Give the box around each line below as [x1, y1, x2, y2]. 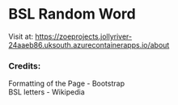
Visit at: [8, 31, 34, 41]
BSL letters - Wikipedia [8, 87, 85, 97]
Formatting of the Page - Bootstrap [8, 78, 125, 89]
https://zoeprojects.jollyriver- [35, 31, 133, 41]
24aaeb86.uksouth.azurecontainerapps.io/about [8, 40, 170, 49]
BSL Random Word [8, 5, 136, 23]
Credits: [8, 60, 41, 71]
